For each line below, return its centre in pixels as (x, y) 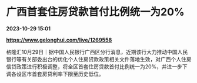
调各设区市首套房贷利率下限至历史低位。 (55, 74)
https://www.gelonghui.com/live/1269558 (59, 40)
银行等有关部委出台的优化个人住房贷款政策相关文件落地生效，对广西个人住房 (99, 59)
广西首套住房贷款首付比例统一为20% (95, 12)
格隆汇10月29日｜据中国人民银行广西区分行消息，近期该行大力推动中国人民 (97, 52)
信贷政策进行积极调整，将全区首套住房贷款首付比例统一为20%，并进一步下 (97, 66)
